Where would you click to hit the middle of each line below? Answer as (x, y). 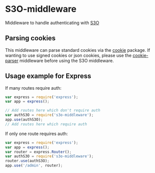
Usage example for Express (48, 76)
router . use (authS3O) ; (27, 161)
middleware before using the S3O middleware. (67, 61)
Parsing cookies (30, 38)
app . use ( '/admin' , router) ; (34, 166)
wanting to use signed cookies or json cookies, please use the (68, 55)
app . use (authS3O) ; (24, 120)
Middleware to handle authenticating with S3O (52, 23)
